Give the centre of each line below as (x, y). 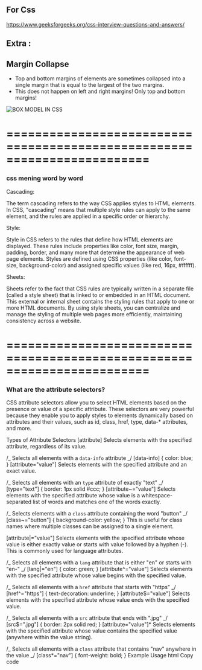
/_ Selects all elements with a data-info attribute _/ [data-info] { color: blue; (100, 458)
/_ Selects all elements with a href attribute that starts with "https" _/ (91, 587)
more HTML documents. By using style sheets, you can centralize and (93, 308)
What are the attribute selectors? (56, 389)
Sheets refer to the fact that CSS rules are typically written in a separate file (100, 289)
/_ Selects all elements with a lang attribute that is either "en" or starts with (99, 562)
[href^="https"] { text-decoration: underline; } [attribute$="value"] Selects (98, 593)
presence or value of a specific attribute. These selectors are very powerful (100, 409)
